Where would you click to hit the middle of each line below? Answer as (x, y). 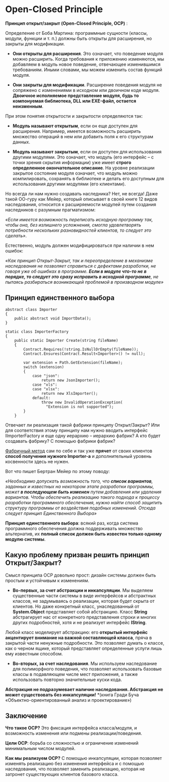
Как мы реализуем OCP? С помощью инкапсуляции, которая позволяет (84, 758)
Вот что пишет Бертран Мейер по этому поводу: (58, 471)
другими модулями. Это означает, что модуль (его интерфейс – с (83, 157)
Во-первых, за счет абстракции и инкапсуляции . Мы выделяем (82, 590)
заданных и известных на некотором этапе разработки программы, (80, 486)
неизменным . (28, 106)
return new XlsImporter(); (70, 393)
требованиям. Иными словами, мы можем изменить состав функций (87, 70)
